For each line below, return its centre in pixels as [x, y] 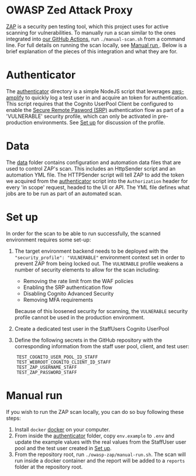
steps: [13, 418]
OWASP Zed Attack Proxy [69, 10]
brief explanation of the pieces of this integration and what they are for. [92, 51]
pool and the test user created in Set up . [63, 448]
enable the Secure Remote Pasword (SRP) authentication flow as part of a [95, 110]
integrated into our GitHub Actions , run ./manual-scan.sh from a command [96, 39]
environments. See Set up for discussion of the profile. [99, 122]
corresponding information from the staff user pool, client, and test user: [102, 346]
